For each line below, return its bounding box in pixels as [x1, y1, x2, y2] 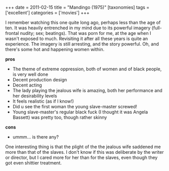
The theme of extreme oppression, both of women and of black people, [12, 66, 162, 72]
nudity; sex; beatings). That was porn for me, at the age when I [20, 30, 151, 36]
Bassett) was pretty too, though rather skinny [12, 114, 107, 120]
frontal [5, 30, 19, 36]
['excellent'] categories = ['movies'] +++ [5, 10, 90, 16]
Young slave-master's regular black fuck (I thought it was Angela [12, 109, 148, 115]
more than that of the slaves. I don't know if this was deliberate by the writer [5, 149, 164, 155]
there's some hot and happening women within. [5, 47, 105, 52]
